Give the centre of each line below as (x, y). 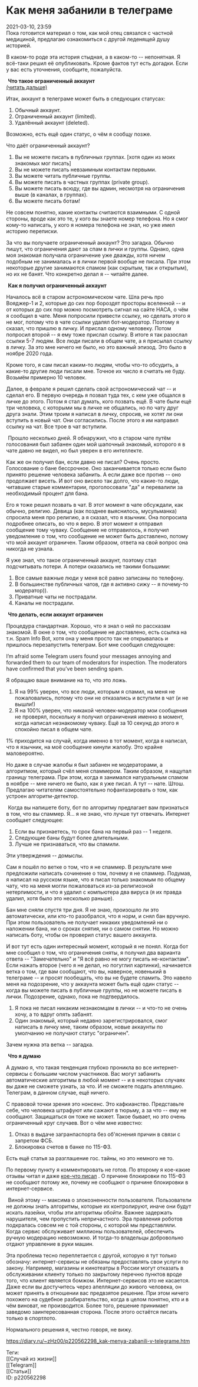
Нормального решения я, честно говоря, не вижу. (69, 1329)
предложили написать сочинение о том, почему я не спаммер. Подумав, (99, 873)
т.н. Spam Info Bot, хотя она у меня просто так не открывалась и (87, 638)
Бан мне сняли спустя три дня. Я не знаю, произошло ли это (82, 910)
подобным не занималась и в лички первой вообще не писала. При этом (98, 261)
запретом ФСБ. (34, 1140)
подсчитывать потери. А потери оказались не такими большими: (88, 566)
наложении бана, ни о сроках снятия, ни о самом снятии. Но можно (92, 929)
